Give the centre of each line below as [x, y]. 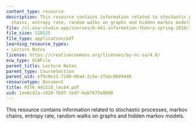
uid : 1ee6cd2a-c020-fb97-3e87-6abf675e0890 [60, 93]
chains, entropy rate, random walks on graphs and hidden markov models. [95, 116]
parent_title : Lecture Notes [41, 66]
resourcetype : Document [35, 82]
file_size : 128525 [28, 33]
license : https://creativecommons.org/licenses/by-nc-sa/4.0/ [83, 55]
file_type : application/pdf [40, 39]
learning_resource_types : [37, 44]
